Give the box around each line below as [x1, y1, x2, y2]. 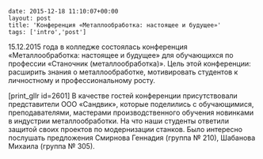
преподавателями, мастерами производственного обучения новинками [8, 108, 254, 117]
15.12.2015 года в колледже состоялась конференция [8, 42, 188, 51]
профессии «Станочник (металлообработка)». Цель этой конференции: [8, 59, 251, 68]
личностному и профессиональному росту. [8, 76, 156, 85]
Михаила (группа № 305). [8, 142, 95, 150]
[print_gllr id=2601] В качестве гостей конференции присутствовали [8, 91, 238, 100]
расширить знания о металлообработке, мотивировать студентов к [8, 67, 238, 77]
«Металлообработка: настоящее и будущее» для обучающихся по [8, 51, 234, 59]
